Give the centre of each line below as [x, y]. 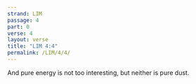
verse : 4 [20, 33]
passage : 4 [23, 20]
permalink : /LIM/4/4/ [39, 53]
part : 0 [19, 27]
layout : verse [28, 40]
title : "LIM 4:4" [33, 46]
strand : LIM [25, 14]
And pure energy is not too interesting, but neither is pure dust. [98, 72]
